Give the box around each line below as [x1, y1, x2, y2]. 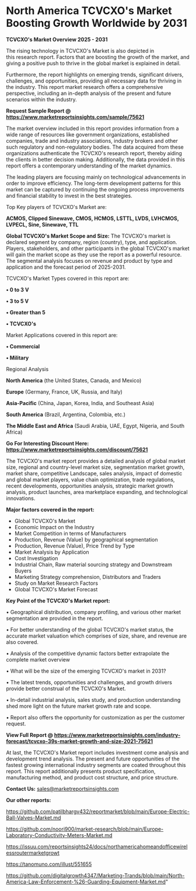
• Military [6, 354, 29, 361]
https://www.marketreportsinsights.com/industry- [54, 731, 181, 738]
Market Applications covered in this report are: [6, 331, 118, 338]
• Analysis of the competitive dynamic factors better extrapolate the [6, 650, 170, 657]
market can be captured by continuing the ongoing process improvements [6, 186, 185, 193]
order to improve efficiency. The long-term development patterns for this [6, 180, 181, 187]
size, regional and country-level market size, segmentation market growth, [6, 464, 185, 471]
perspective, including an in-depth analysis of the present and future [6, 90, 171, 97]
